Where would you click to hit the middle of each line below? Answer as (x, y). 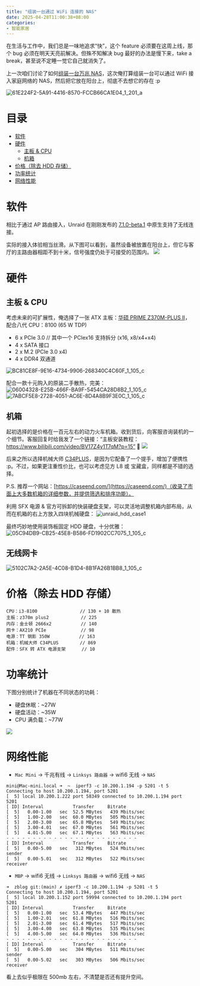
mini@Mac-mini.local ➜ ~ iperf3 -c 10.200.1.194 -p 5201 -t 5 (87, 786)
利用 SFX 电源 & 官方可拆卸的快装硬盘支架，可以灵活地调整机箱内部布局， (97, 506)
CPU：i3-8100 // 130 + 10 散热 (63, 611)
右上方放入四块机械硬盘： (63, 514)
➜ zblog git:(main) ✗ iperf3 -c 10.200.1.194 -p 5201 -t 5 (82, 887)
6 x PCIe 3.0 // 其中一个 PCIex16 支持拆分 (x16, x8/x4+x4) (85, 338)
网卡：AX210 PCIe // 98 (50, 630)
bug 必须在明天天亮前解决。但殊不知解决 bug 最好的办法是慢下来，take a (102, 54)
